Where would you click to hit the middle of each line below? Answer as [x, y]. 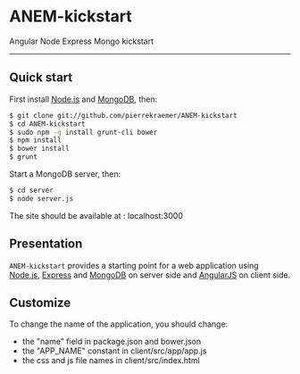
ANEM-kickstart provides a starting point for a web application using [134, 265]
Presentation [46, 244]
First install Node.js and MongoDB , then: [83, 99]
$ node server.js [42, 198]
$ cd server [31, 190]
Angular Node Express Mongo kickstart [82, 41]
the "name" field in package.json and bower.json [112, 342]
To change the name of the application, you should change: [119, 324]
